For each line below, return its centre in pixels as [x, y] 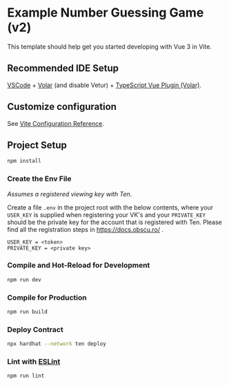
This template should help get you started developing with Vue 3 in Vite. [110, 46]
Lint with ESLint [34, 361]
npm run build [28, 312]
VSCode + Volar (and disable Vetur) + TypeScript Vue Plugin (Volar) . [104, 85]
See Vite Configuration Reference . [56, 123]
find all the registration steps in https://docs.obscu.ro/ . [86, 229]
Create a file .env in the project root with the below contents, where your [110, 207]
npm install [24, 161]
